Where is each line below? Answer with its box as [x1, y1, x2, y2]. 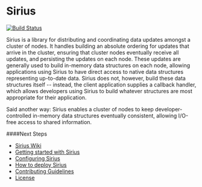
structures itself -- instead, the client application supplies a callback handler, [6, 80, 197, 88]
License [14, 174, 35, 181]
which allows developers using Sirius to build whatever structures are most [6, 87, 193, 94]
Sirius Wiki [14, 142, 42, 149]
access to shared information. [17, 118, 92, 125]
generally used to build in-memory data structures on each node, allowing [6, 62, 191, 69]
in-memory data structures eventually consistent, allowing [33, 112, 177, 119]
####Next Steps [6, 130, 47, 137]
